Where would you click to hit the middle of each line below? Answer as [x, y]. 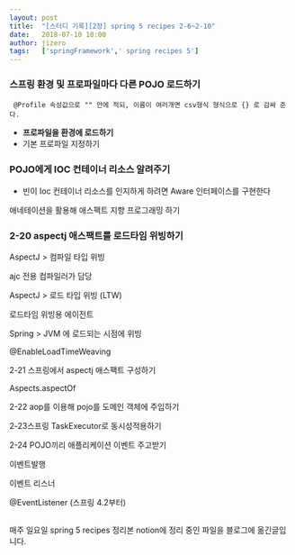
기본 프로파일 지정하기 [61, 144]
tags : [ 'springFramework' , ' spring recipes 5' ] [104, 51]
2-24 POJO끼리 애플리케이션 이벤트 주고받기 [88, 445]
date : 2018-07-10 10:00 [58, 34]
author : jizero [38, 43]
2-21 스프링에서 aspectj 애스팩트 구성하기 [83, 370]
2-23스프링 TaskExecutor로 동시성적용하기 [85, 426]
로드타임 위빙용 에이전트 [52, 314]
